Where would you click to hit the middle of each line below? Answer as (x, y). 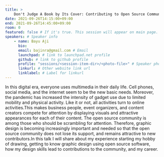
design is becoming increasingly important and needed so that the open (77, 128)
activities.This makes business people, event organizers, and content (74, 107)
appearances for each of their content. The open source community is (76, 118)
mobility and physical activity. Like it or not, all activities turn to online (75, 102)
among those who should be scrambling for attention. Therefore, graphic (78, 123)
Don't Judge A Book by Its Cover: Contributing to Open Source (80, 14)
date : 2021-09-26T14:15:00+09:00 (39, 19)
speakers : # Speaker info (31, 37)
